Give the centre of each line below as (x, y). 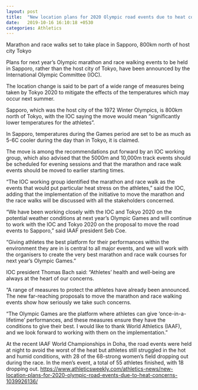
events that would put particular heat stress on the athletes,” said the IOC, (96, 188)
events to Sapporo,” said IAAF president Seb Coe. (66, 231)
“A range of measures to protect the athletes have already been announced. (98, 290)
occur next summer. (30, 99)
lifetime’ (16, 320)
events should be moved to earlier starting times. (65, 171)
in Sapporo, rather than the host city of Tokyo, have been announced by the (98, 69)
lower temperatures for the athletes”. (51, 123)
